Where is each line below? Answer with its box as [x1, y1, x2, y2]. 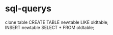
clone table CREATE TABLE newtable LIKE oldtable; [5, 19, 109, 25]
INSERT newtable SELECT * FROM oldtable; [5, 24, 94, 30]
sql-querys [5, 3, 52, 14]
